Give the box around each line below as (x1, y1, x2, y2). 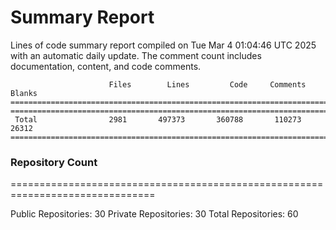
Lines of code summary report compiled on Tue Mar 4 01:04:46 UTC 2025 (10, 39, 317, 51)
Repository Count (10, 155, 98, 169)
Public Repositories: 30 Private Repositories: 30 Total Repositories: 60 (10, 208, 299, 220)
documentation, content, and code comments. (10, 60, 202, 72)
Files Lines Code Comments (108, 79, 307, 90)
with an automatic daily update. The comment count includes (10, 49, 262, 61)
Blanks (10, 88, 38, 98)
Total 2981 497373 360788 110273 (14, 114, 302, 125)
